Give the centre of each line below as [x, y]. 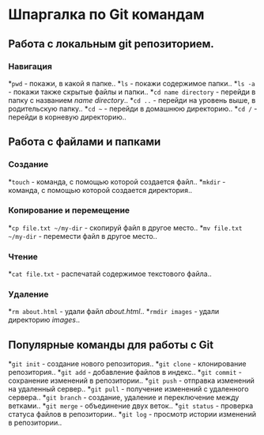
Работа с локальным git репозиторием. [111, 44]
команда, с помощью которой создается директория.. [100, 190]
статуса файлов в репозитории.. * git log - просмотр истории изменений [132, 414]
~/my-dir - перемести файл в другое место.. [83, 236]
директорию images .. [44, 320]
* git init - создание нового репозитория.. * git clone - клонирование [127, 364]
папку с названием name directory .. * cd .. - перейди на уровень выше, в [132, 100]
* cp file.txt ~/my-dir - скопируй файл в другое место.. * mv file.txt [125, 228]
